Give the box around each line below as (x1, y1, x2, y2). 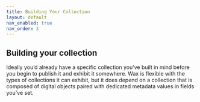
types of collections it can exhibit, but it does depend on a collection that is (6, 76, 193, 84)
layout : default (6, 14, 47, 20)
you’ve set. (6, 89, 34, 97)
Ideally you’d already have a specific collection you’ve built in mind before (6, 64, 190, 71)
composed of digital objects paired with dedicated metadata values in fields (6, 83, 195, 90)
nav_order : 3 (6, 25, 39, 32)
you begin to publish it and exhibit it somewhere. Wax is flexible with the (6, 70, 186, 77)
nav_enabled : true (6, 20, 52, 26)
